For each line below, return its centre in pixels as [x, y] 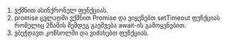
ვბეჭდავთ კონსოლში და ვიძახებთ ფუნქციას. [81, 33]
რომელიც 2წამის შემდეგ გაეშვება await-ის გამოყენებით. [100, 25]
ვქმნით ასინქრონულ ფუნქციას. [61, 10]
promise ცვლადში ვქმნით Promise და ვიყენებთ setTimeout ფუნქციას [117, 18]
